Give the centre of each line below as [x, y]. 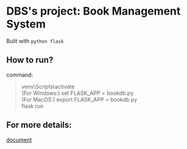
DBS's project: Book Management [94, 11]
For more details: [39, 125]
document [19, 140]
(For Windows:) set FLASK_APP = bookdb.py [77, 93]
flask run [32, 106]
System [26, 24]
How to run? [30, 60]
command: [20, 75]
